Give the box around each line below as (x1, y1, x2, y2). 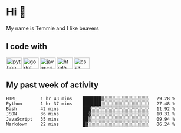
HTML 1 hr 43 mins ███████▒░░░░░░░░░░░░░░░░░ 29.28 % (6, 96, 176, 101)
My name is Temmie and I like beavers (6, 25, 99, 32)
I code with (6, 42, 48, 52)
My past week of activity (6, 80, 99, 90)
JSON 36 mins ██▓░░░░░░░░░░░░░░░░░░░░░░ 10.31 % (6, 111, 176, 117)
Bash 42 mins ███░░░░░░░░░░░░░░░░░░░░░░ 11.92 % (6, 105, 176, 112)
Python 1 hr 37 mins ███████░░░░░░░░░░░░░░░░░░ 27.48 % (6, 101, 176, 107)
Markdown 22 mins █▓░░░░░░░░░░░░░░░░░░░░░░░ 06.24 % (6, 121, 176, 127)
